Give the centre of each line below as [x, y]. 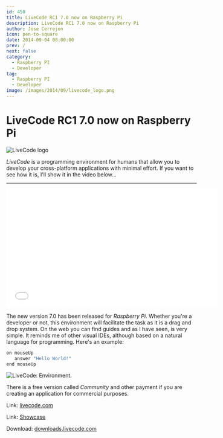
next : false [21, 51]
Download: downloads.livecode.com [51, 429]
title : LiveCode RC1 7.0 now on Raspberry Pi [64, 18]
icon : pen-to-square [32, 34]
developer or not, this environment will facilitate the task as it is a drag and [99, 322]
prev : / [16, 46]
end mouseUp [21, 364]
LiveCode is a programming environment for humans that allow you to [93, 161]
